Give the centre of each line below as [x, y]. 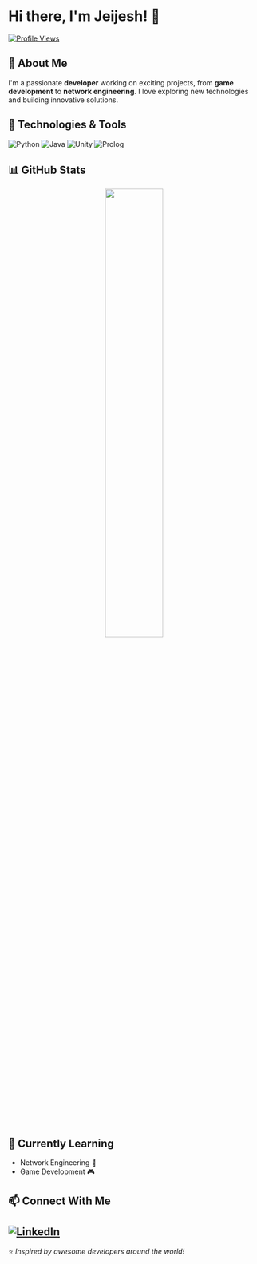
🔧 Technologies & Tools [67, 125]
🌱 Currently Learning [61, 1143]
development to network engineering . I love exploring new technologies [128, 91]
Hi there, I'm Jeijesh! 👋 [85, 16]
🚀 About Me [38, 63]
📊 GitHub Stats [47, 170]
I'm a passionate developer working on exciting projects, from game [121, 82]
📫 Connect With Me [60, 1201]
